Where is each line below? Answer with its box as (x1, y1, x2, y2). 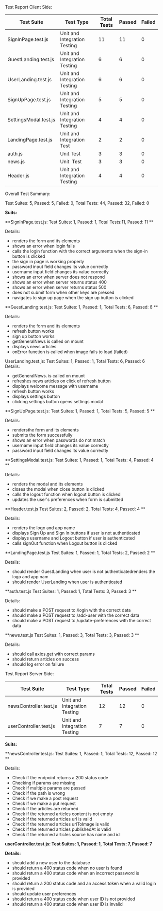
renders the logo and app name (12, 525, 75, 531)
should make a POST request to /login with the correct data (12, 607, 131, 613)
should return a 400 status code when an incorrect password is (12, 870, 140, 876)
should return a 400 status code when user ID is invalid (12, 901, 123, 907)
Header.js (7, 172, 30, 179)
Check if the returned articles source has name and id (12, 832, 120, 837)
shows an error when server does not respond (12, 274, 105, 280)
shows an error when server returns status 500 (12, 285, 107, 290)
